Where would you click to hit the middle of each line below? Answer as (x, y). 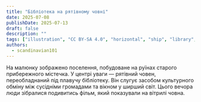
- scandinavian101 (35, 51)
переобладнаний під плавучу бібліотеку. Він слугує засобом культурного (100, 80)
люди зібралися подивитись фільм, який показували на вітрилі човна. (96, 92)
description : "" (26, 34)
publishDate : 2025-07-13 (37, 23)
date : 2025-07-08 (28, 17)
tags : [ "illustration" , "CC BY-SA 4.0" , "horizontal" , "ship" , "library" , (101, 39)
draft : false (22, 28)
